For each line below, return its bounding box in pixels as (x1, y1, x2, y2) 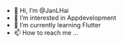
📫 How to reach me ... (13, 29, 79, 37)
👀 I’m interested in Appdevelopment (13, 14, 117, 22)
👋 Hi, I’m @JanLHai (13, 7, 69, 14)
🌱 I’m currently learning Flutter (13, 21, 101, 29)
